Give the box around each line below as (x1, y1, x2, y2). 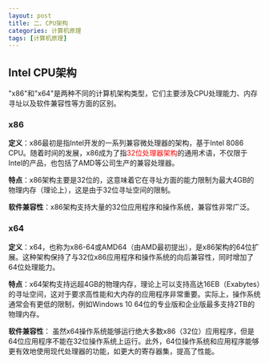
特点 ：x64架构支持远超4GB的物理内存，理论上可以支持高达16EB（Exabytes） (8, 279, 261, 288)
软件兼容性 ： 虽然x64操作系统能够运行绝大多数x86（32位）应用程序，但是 (8, 326, 255, 336)
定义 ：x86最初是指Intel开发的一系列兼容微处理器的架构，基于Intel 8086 (8, 138, 244, 148)
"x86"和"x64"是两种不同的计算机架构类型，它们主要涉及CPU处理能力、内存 (8, 89, 259, 99)
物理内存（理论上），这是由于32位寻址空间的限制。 (8, 185, 175, 195)
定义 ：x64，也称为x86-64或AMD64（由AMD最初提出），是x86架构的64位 (8, 242, 252, 252)
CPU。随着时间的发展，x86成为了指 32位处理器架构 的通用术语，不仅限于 (8, 148, 248, 158)
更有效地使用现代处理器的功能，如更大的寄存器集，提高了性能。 (8, 346, 219, 356)
